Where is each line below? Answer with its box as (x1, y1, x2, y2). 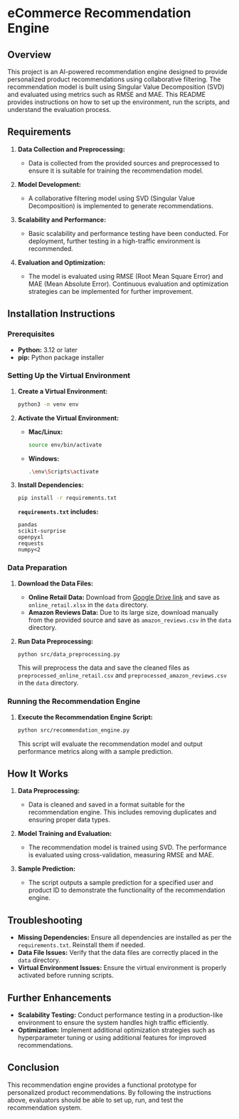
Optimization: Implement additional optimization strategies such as (17, 1026, 216, 1035)
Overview (7, 48, 52, 61)
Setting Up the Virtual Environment (7, 371, 131, 381)
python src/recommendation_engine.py (17, 726, 130, 734)
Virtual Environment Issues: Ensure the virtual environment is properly (17, 964, 227, 972)
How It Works (7, 768, 69, 780)
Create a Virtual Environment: (17, 387, 108, 395)
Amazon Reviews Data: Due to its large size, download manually (28, 608, 218, 616)
